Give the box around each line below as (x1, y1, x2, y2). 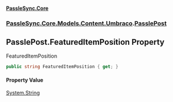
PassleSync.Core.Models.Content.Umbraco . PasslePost (6, 19, 167, 27)
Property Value (6, 76, 44, 83)
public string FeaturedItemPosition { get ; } (6, 64, 118, 70)
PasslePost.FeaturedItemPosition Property (6, 37, 165, 47)
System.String (6, 89, 40, 96)
